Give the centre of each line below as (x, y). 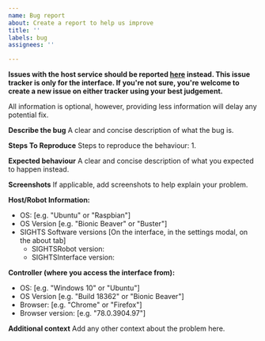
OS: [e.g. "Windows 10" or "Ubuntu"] (79, 288)
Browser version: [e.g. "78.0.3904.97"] (83, 313)
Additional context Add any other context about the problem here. (117, 328)
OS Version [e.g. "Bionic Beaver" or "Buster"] (93, 224)
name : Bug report (37, 15)
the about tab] (43, 241)
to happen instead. (39, 169)
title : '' (25, 30)
